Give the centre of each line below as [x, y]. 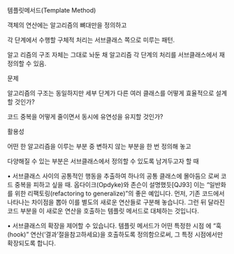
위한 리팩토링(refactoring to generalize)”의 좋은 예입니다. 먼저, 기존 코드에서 [119, 193]
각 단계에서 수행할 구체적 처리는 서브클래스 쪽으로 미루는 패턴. [91, 40]
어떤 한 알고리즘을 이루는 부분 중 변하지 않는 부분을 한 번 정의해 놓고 [99, 146]
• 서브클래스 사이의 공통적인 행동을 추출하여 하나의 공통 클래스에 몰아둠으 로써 [114, 176]
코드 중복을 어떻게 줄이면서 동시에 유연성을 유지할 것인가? [85, 117]
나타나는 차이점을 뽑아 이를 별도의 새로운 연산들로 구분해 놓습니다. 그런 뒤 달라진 [116, 202]
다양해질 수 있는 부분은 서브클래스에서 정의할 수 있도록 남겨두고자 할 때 [103, 161]
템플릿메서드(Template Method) [52, 10]
